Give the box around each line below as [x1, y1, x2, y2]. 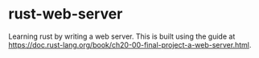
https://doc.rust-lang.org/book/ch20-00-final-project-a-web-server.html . [8, 39, 252, 49]
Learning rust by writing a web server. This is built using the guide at [8, 31, 236, 41]
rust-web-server [8, 5, 123, 23]
